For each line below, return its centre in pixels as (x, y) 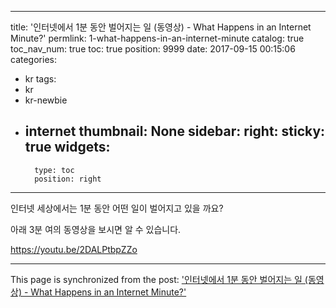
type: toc (54, 170)
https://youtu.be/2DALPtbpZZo (74, 249)
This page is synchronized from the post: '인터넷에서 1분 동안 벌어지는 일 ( (159, 279)
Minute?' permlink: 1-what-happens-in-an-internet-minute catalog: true (157, 38)
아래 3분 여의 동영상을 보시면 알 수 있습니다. (96, 229)
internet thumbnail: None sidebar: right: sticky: (175, 131)
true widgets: (67, 147)
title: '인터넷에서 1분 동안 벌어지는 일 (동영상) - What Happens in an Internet (161, 27)
